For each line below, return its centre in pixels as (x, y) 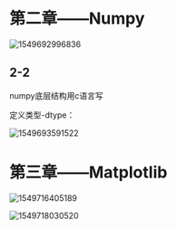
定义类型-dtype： (42, 115)
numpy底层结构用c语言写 (56, 95)
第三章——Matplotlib (88, 172)
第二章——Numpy (77, 19)
